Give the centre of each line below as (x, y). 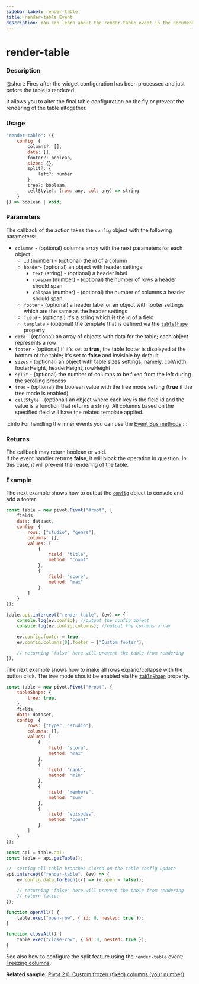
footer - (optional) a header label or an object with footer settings (104, 304)
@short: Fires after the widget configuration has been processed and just (96, 83)
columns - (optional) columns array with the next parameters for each (99, 248)
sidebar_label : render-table (42, 12)
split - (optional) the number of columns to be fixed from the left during (103, 374)
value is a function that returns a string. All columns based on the (94, 405)
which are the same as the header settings (76, 311)
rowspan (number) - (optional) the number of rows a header (104, 279)
